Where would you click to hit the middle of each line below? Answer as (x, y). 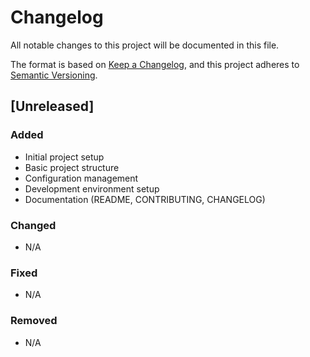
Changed (33, 225)
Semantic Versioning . (54, 75)
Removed (34, 321)
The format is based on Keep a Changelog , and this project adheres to (155, 64)
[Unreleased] (52, 106)
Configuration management (81, 178)
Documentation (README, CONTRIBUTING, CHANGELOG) (145, 199)
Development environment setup (92, 188)
